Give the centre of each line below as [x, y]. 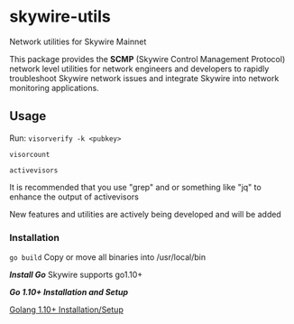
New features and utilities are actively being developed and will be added [145, 214]
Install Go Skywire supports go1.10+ [76, 275]
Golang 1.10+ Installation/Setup [66, 310]
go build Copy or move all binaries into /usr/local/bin [108, 257]
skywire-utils [60, 17]
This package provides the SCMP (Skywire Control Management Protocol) [147, 59]
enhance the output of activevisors [74, 197]
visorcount [30, 154]
